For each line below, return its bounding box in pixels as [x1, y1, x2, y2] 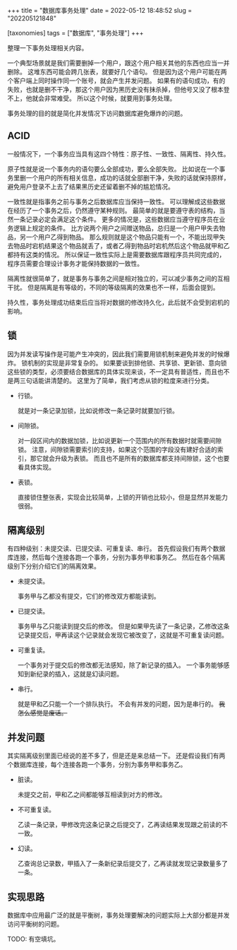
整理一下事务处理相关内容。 [7, 44, 88, 52]
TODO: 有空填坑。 [7, 935, 60, 944]
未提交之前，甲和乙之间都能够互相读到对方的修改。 [17, 790, 166, 799]
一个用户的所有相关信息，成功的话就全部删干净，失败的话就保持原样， [25, 173, 230, 182]
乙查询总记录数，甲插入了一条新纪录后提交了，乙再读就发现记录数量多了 [17, 860, 228, 868]
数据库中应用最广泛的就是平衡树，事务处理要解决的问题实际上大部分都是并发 [7, 911, 230, 920]
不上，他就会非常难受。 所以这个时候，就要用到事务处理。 [7, 94, 176, 102]
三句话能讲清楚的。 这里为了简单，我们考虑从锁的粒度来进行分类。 [19, 376, 213, 385]
